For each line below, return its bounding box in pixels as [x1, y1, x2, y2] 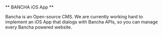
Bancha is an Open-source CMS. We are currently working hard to [5, 14, 143, 19]
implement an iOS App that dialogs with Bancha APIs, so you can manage [5, 19, 158, 25]
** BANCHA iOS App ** [5, 4, 54, 10]
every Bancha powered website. [5, 24, 72, 30]
